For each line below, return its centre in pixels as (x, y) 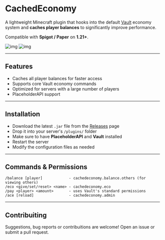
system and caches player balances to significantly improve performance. (81, 27)
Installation (23, 114)
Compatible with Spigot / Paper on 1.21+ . (47, 37)
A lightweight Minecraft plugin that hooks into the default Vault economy (78, 22)
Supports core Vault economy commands (54, 84)
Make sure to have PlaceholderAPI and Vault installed (67, 136)
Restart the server (30, 142)
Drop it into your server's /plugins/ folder (55, 131)
